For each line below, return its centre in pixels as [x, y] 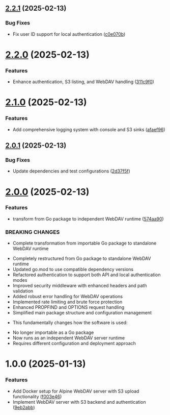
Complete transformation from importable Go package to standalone [84, 243]
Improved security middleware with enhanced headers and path [80, 286]
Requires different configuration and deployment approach [74, 344]
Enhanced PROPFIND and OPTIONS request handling [68, 307]
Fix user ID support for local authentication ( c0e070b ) [69, 34]
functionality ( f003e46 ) [37, 396]
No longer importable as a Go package [53, 333]
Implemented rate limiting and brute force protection [67, 302]
